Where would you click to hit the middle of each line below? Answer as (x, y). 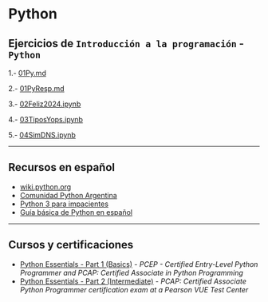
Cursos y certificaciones (71, 245)
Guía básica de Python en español (76, 212)
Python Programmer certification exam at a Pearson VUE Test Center (134, 289)
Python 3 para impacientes (64, 204)
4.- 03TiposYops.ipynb (46, 119)
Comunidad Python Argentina (68, 195)
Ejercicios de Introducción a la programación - (126, 44)
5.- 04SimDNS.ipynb (42, 135)
